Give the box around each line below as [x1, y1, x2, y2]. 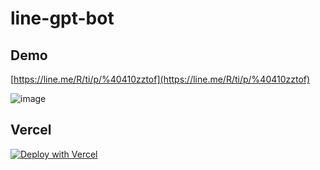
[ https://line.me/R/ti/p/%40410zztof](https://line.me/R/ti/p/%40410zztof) [10, 73, 311, 85]
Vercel [10, 122, 52, 139]
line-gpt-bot [10, 7, 115, 30]
